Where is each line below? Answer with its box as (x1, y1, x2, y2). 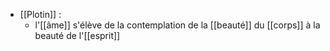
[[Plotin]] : (19, 9, 62, 20)
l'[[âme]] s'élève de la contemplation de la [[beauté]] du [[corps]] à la (34, 19, 321, 31)
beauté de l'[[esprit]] (34, 30, 121, 41)
